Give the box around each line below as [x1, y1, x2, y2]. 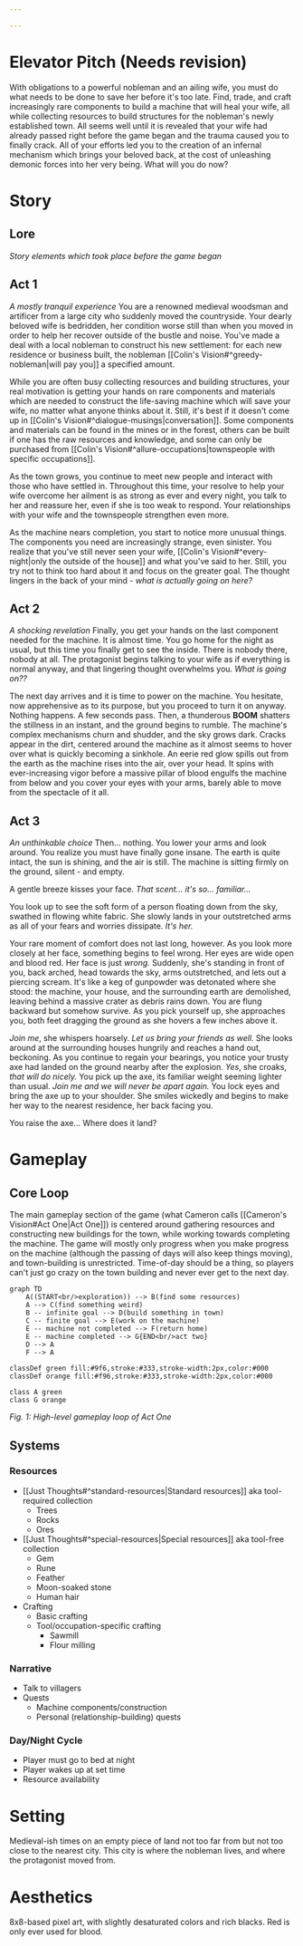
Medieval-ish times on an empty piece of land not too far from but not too [9, 1835, 283, 1846]
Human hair [35, 1591, 80, 1602]
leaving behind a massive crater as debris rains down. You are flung [9, 996, 262, 1007]
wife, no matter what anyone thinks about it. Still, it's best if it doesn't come [9, 405, 289, 416]
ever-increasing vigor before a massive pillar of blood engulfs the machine [9, 767, 288, 779]
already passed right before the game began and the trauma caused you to [9, 130, 289, 140]
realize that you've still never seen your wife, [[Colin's [9, 545, 210, 557]
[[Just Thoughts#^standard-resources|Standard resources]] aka [22, 1485, 262, 1496]
